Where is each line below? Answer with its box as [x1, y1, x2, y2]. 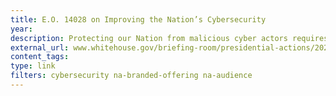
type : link [10, 61, 56, 71]
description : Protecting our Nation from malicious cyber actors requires [10, 33, 329, 43]
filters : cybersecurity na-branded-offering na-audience [10, 71, 253, 81]
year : [10, 24, 33, 34]
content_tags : [10, 52, 70, 62]
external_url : [10, 42, 70, 53]
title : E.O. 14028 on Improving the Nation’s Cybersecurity [10, 14, 267, 25]
